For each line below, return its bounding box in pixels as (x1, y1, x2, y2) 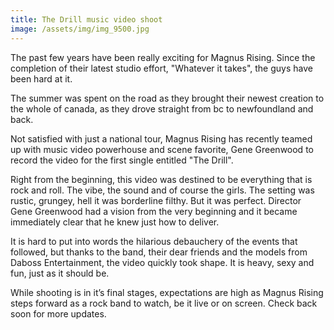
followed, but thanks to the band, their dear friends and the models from (10, 246, 308, 258)
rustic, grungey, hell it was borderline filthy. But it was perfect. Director (10, 194, 302, 206)
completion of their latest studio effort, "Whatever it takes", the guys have (10, 62, 313, 74)
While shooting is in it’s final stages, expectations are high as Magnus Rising (10, 286, 324, 298)
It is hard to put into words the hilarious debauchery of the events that (10, 235, 298, 247)
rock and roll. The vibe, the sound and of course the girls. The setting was (10, 184, 315, 196)
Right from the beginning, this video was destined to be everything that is (10, 173, 313, 185)
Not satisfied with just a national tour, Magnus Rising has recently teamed (10, 132, 313, 145)
